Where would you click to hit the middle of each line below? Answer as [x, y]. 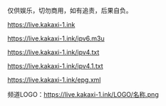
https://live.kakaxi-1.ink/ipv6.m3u [56, 38]
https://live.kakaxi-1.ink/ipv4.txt [53, 52]
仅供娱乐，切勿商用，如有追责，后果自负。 [70, 10]
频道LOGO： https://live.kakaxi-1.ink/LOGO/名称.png [83, 94]
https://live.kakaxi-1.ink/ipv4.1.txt [55, 66]
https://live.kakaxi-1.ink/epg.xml [54, 80]
